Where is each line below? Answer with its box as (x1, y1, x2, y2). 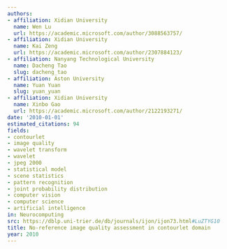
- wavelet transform (7, 146, 68, 153)
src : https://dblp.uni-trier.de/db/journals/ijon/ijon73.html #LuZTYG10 (7, 218, 220, 225)
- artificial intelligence (7, 205, 86, 212)
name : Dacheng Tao (13, 62, 68, 69)
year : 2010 (7, 231, 39, 238)
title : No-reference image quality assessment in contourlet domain (7, 224, 211, 231)
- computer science (7, 198, 64, 206)
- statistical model (7, 165, 68, 173)
